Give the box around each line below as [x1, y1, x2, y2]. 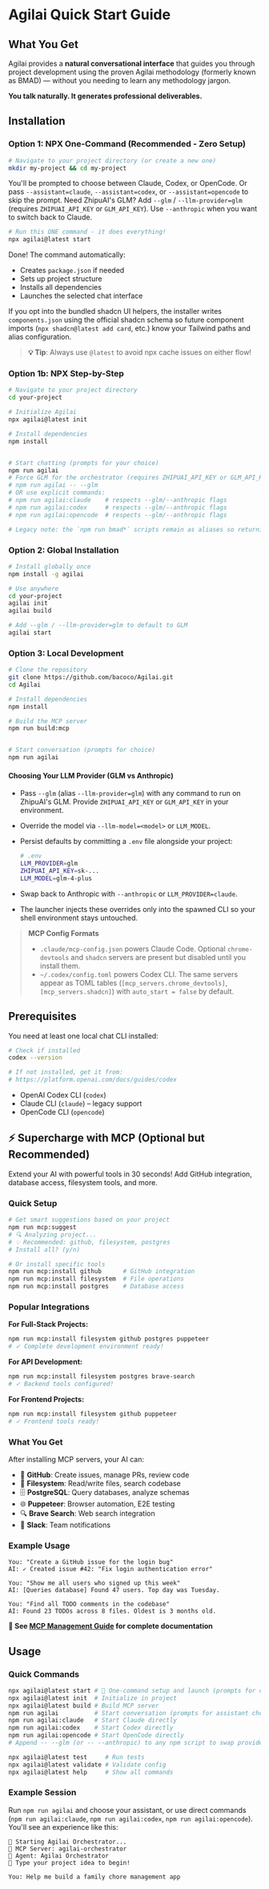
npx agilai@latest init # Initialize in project [8, 1694, 178, 1702]
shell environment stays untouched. [19, 913, 139, 922]
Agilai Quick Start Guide [8, 6, 171, 24]
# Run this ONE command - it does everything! [8, 228, 167, 236]
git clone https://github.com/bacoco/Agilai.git [8, 673, 174, 681]
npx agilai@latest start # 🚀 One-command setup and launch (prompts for [8, 1686, 256, 1694]
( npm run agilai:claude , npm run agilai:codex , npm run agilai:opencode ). [8, 1814, 254, 1823]
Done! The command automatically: [8, 250, 126, 259]
